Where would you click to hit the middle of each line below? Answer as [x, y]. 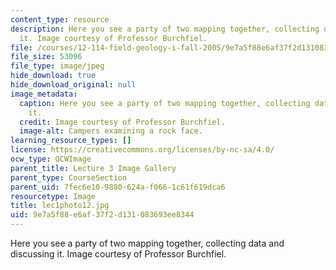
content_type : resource [60, 19]
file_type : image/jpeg [57, 66]
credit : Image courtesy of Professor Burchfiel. [122, 122]
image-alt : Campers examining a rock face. [111, 131]
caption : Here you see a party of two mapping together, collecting [165, 103]
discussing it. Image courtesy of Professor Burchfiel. [118, 254]
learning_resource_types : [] [71, 141]
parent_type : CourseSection [69, 177]
